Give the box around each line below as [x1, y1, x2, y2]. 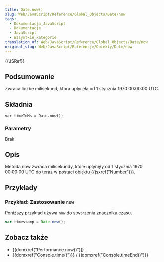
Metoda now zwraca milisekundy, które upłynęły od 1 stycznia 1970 [5, 164, 143, 170]
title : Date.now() [5, 7, 43, 12]
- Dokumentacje [9, 26, 41, 31]
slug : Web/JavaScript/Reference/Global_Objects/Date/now [5, 12, 126, 17]
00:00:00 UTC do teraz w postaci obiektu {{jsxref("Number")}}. [5, 169, 136, 175]
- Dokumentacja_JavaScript [9, 21, 66, 26]
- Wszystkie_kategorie [9, 35, 57, 40]
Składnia [5, 100, 33, 109]
